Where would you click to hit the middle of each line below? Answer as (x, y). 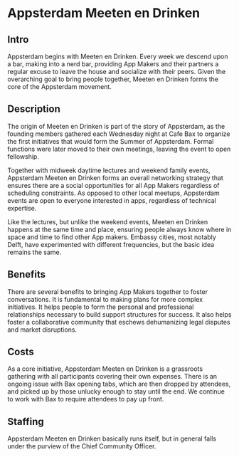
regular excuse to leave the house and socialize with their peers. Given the (117, 72)
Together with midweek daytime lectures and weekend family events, (109, 170)
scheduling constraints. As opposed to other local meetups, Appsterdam (113, 193)
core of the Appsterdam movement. (59, 86)
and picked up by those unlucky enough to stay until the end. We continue (116, 392)
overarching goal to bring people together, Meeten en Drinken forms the (113, 79)
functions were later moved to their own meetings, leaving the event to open (119, 149)
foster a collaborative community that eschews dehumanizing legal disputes (119, 322)
